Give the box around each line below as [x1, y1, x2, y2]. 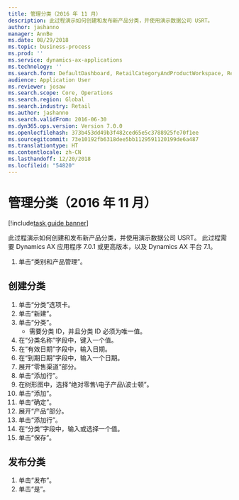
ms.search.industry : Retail [8, 103, 91, 110]
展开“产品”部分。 [18, 406, 68, 415]
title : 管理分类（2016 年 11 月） [8, 10, 101, 18]
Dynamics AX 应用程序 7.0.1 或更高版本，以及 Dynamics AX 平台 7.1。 [16, 242, 217, 250]
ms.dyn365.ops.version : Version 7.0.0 [8, 122, 123, 130]
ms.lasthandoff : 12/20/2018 [8, 155, 91, 163]
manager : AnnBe [8, 30, 53, 38]
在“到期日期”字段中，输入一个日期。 [18, 353, 124, 362]
